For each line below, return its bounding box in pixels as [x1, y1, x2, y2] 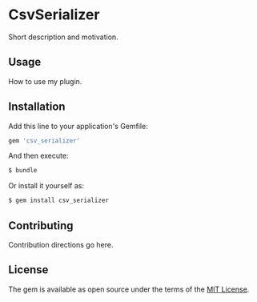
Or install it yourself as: [8, 181, 84, 191]
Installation [8, 100, 66, 114]
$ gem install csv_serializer [8, 196, 110, 205]
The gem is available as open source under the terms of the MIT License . [8, 284, 250, 294]
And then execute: [8, 151, 69, 161]
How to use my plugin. [8, 76, 82, 86]
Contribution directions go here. [8, 240, 114, 249]
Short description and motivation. [8, 32, 118, 42]
